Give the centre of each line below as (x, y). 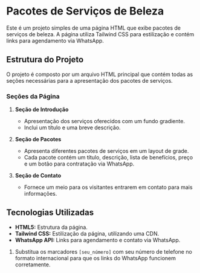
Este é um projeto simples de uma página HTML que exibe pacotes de (94, 28)
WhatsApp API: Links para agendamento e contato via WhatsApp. (98, 240)
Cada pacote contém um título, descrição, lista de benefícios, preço (108, 158)
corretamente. (33, 265)
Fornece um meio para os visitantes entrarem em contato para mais (108, 187)
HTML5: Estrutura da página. (51, 227)
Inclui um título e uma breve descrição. (72, 127)
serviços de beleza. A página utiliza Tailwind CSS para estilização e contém (100, 34)
